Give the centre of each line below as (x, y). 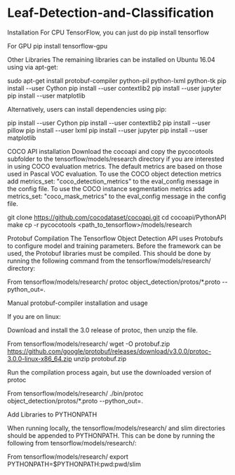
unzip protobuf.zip (100, 358)
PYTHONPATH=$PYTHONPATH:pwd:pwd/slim (74, 464)
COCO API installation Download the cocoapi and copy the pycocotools (110, 151)
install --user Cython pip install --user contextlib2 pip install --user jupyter (115, 88)
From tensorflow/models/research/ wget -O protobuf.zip (89, 344)
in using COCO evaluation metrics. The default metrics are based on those (115, 166)
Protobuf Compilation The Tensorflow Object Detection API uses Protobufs (115, 238)
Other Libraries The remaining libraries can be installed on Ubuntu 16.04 (111, 59)
